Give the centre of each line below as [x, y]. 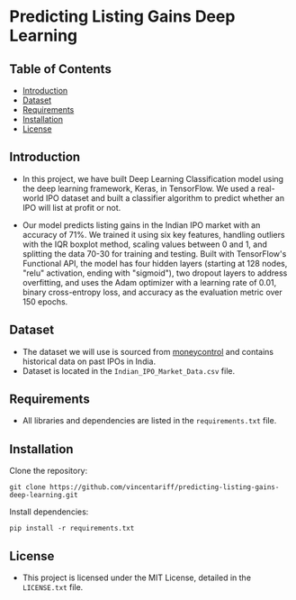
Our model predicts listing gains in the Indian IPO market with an [141, 225]
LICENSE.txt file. [53, 587]
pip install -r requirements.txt [72, 529]
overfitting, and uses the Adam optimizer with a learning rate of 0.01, [149, 282]
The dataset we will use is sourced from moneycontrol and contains [148, 351]
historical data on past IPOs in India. [89, 361]
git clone [28, 487]
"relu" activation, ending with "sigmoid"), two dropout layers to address [155, 273]
